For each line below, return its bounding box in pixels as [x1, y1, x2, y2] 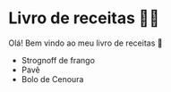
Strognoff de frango [21, 54, 96, 65]
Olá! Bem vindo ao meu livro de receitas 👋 [8, 38, 163, 48]
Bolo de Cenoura [21, 73, 84, 84]
